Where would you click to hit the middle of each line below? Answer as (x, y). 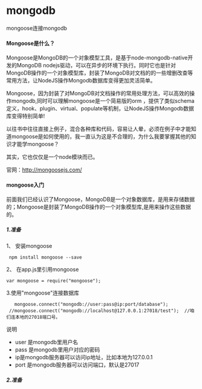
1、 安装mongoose (29, 246)
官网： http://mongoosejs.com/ (44, 170)
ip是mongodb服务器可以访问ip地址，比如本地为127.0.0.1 (84, 357)
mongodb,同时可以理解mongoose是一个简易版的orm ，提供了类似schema (103, 101)
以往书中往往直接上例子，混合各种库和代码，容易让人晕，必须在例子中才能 (99, 129)
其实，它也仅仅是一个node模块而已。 (52, 157)
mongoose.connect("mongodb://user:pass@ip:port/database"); (91, 304)
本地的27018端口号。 (37, 318)
